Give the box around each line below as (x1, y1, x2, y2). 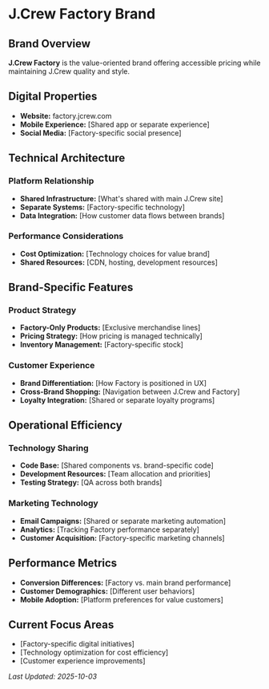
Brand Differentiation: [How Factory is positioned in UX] (19, 378, 207, 387)
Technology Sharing (8, 443, 90, 454)
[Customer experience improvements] (19, 656, 146, 666)
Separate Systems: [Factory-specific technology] (19, 202, 186, 212)
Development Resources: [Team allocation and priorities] (19, 469, 211, 479)
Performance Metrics (8, 557, 118, 570)
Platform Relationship (8, 176, 94, 187)
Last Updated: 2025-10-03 (8, 671, 98, 682)
